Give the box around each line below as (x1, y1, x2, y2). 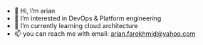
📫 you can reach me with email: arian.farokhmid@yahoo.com (14, 30, 196, 38)
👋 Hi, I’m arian (14, 7, 56, 15)
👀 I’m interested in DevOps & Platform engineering (14, 14, 162, 22)
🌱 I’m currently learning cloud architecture (14, 22, 138, 30)
